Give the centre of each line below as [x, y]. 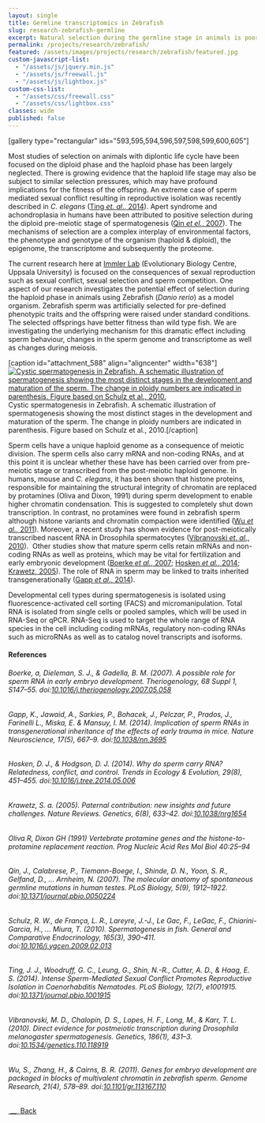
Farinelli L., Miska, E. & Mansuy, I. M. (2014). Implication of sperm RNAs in [129, 723]
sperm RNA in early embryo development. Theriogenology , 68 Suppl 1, [123, 682]
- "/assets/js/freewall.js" [62, 74]
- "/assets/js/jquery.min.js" [65, 67]
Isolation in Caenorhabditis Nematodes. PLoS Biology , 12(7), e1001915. [123, 987]
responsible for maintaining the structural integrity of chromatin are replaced [132, 487]
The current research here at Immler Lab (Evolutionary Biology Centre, [123, 263]
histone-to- [227, 838]
